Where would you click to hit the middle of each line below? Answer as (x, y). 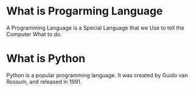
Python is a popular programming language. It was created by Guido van (97, 75)
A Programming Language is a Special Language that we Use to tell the (95, 28)
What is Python (46, 59)
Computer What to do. (34, 34)
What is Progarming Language (85, 11)
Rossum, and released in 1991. (44, 81)
